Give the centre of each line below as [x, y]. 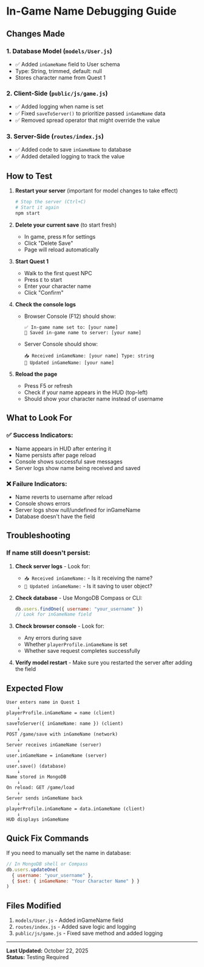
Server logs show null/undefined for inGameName [78, 510]
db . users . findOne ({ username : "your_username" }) [79, 609]
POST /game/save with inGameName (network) [62, 734]
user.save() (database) [36, 766]
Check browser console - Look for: [59, 626]
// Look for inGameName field [53, 614]
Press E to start [43, 280]
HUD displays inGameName [38, 820]
